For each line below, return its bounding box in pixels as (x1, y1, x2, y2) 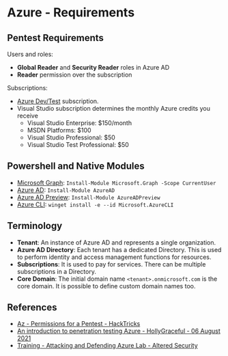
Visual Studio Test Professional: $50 (27, 141, 130, 148)
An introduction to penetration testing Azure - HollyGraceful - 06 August (16, 327, 220, 336)
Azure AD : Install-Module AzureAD (16, 186, 115, 194)
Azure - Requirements (7, 5, 135, 20)
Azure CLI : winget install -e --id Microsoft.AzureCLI (16, 200, 174, 208)
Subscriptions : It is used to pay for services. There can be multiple (16, 260, 206, 268)
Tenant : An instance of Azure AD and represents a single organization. (16, 238, 216, 247)
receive (16, 111, 39, 120)
